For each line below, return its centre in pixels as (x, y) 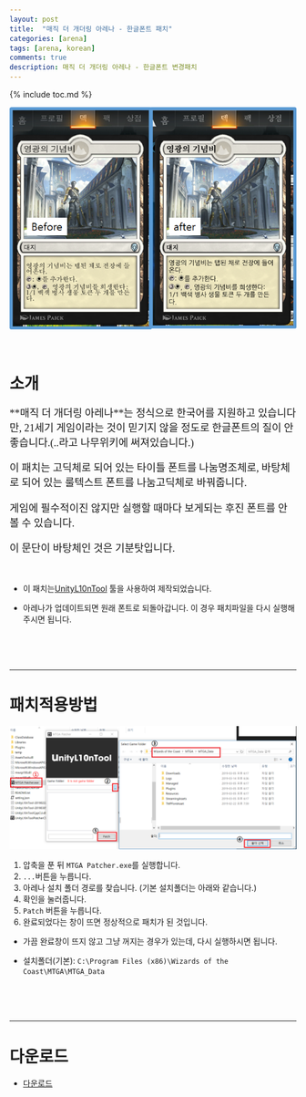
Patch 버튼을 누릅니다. (62, 911)
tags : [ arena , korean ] (52, 48)
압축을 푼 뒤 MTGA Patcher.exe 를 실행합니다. (101, 865)
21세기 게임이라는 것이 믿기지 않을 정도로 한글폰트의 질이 (153, 429)
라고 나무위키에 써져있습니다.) (126, 443)
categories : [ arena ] (49, 38)
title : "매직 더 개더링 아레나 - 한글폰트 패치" (91, 29)
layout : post (34, 19)
